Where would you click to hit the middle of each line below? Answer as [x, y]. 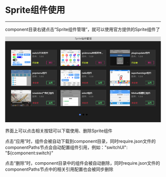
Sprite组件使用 [35, 10]
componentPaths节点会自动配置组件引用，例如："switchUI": [66, 147]
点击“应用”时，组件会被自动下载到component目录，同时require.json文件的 [81, 141]
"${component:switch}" [29, 153]
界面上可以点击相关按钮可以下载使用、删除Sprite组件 [59, 131]
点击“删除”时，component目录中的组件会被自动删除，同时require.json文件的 [83, 163]
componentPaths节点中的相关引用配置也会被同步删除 [59, 169]
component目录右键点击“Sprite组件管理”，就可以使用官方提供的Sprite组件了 [83, 29]
